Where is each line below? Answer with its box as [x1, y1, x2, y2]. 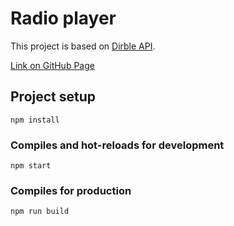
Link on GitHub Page [10, 59, 95, 71]
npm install [10, 115, 60, 125]
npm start [10, 161, 52, 171]
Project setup [10, 88, 97, 106]
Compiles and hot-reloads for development [10, 138, 225, 152]
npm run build [10, 207, 70, 217]
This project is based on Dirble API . [10, 40, 156, 52]
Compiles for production [10, 183, 132, 197]
